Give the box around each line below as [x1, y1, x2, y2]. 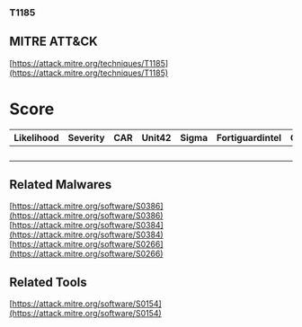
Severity [67, 131, 105, 144]
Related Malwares [9, 177, 112, 192]
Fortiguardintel [216, 131, 281, 144]
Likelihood [13, 131, 60, 144]
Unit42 [141, 131, 172, 144]
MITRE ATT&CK [9, 34, 98, 49]
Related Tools [9, 274, 87, 289]
